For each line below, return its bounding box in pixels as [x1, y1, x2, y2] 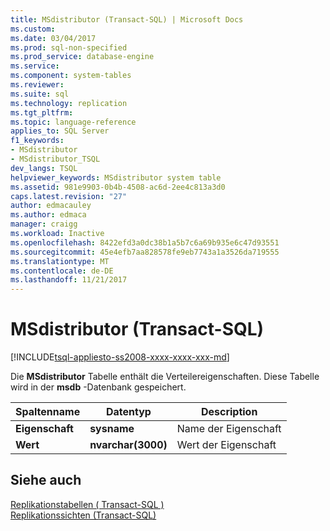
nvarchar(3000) [89, 438, 168, 452]
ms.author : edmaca [10, 210, 87, 220]
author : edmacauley [10, 201, 92, 211]
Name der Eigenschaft [176, 422, 282, 436]
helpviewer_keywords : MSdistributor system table [10, 172, 222, 183]
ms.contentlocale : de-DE [10, 266, 114, 276]
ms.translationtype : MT [10, 256, 110, 266]
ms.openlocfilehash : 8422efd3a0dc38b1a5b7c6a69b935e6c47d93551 [10, 237, 280, 248]
